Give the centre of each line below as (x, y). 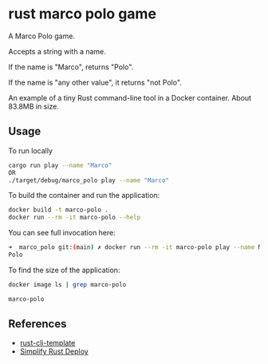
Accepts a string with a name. (57, 51)
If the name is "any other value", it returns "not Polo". (95, 82)
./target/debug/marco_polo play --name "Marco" (89, 180)
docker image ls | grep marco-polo (67, 284)
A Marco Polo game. (42, 36)
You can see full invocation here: (62, 233)
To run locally (31, 150)
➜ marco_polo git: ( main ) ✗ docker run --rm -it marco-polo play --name (132, 247)
